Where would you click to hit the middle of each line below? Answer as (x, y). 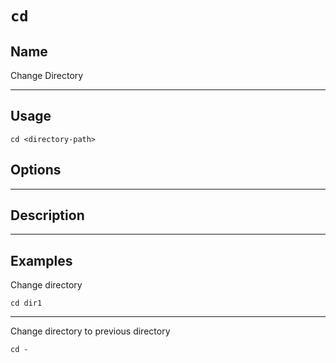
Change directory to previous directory (90, 331)
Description (47, 215)
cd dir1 (26, 303)
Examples (41, 260)
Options (36, 170)
